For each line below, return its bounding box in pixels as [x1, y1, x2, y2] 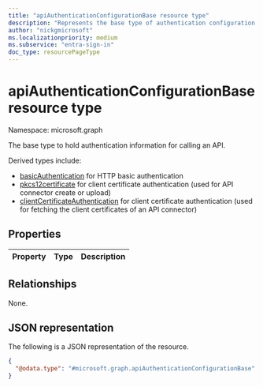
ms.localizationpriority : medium [8, 33, 118, 42]
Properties [8, 227, 61, 241]
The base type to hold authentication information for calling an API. [8, 140, 226, 150]
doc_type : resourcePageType [8, 48, 101, 56]
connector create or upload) [19, 187, 112, 197]
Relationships [8, 277, 77, 291]
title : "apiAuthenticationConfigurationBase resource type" [8, 11, 210, 20]
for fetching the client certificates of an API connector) [19, 205, 198, 214]
